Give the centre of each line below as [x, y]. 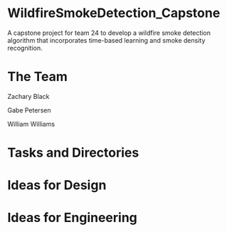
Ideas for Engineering [72, 218]
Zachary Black [28, 96]
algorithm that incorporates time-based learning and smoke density [106, 40]
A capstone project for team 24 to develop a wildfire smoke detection [109, 33]
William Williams [31, 124]
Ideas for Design [57, 185]
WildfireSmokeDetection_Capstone [114, 13]
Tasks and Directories [73, 153]
